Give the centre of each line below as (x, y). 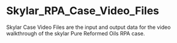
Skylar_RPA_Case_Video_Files (83, 11)
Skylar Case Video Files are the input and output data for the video (88, 27)
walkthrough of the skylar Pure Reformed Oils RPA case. (76, 33)
